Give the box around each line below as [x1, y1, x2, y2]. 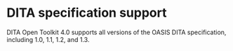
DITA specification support [6, 5, 167, 21]
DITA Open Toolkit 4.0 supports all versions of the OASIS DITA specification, [6, 28, 227, 36]
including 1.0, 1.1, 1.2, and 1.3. [6, 35, 90, 43]
